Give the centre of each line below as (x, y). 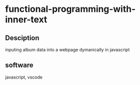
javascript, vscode (24, 77)
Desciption (22, 38)
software (19, 65)
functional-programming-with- (70, 9)
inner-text (26, 20)
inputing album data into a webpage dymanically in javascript (68, 50)
